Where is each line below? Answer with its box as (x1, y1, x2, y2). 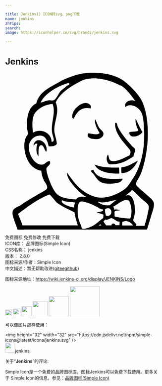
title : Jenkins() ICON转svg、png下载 (5, 11, 80, 16)
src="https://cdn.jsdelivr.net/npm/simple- (67, 332, 153, 338)
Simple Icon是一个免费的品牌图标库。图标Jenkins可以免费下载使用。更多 (5, 369, 154, 375)
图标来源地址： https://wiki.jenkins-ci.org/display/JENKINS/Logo (5, 276, 135, 282)
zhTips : (5, 21, 21, 26)
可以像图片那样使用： (5, 322, 49, 328)
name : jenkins (5, 16, 35, 21)
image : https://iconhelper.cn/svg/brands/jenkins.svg (5, 30, 119, 35)
